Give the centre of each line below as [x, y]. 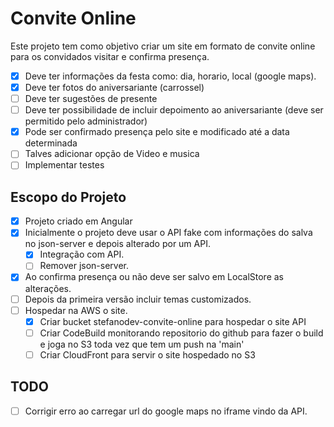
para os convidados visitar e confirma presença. [110, 56]
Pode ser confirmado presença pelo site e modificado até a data [157, 132]
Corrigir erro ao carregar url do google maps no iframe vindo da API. [166, 411]
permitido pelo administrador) [86, 121]
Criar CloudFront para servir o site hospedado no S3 [147, 354]
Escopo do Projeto [68, 197]
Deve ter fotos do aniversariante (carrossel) [114, 87]
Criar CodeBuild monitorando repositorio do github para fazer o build [181, 333]
